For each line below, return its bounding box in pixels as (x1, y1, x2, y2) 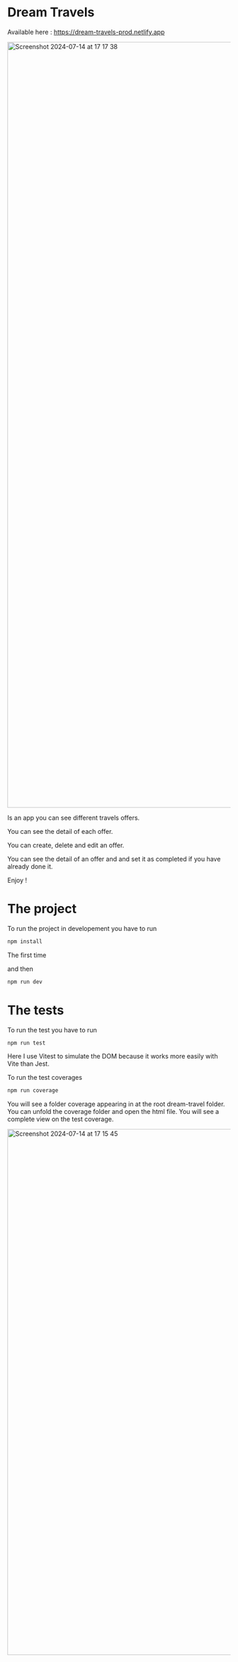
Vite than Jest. (7, 1059, 50, 1068)
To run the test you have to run (7, 1025, 97, 1034)
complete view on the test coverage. (7, 1115, 114, 1124)
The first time (7, 951, 47, 959)
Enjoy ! (7, 876, 28, 884)
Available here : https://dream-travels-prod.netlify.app (7, 28, 165, 36)
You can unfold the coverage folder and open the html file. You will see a (7, 1108, 220, 1116)
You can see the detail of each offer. (7, 827, 113, 835)
